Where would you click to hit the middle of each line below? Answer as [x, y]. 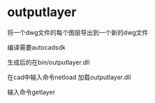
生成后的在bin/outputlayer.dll [49, 62]
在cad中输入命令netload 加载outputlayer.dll [69, 77]
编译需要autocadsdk [37, 47]
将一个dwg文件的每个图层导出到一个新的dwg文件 [78, 32]
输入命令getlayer [31, 92]
